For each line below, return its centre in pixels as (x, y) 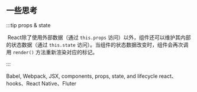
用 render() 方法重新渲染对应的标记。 (52, 52)
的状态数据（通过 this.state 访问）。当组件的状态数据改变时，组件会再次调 (97, 45)
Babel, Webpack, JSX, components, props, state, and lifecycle (82, 76)
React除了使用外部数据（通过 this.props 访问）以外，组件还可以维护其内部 (99, 37)
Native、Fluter (59, 83)
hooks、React (23, 83)
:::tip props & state (28, 25)
